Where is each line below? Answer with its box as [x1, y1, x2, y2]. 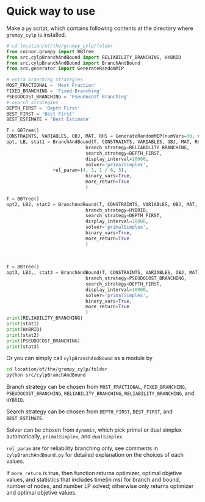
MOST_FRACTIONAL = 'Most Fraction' [6, 83, 97, 89]
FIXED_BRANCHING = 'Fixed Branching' [6, 88, 103, 94]
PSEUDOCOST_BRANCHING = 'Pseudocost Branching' [6, 94, 130, 100]
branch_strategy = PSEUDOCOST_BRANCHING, [85, 275, 187, 282]
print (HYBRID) [6, 326, 43, 333]
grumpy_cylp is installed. [6, 31, 67, 38]
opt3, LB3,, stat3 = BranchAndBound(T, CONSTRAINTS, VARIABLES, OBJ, [6, 270, 187, 276]
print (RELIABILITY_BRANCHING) [6, 315, 84, 322]
